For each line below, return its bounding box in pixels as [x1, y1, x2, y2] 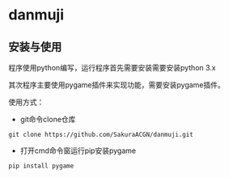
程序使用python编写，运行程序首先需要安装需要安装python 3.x [8, 63, 216, 72]
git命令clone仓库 [19, 115, 76, 124]
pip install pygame [8, 162, 74, 170]
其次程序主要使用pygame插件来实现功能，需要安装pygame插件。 [8, 80, 225, 90]
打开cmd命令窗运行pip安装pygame [19, 146, 136, 155]
